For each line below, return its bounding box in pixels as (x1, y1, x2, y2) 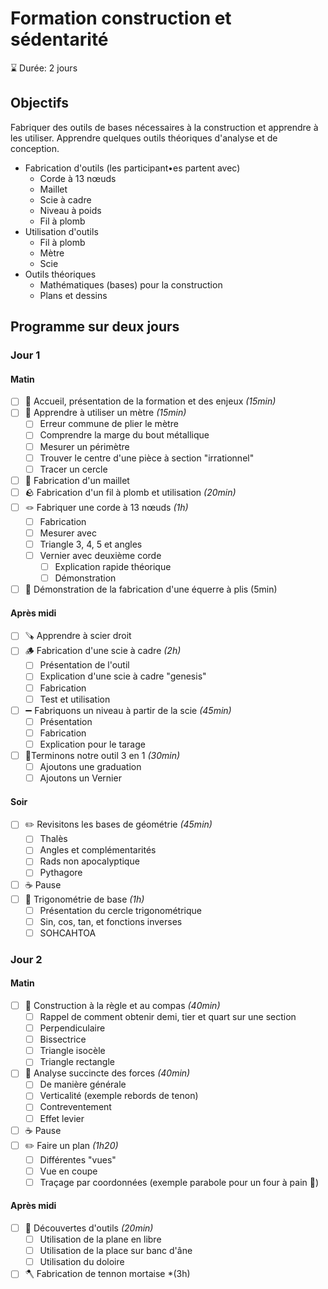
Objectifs (10, 95, 70, 112)
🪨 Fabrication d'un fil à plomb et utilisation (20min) (24, 486, 237, 498)
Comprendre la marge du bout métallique (39, 429, 210, 441)
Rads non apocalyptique (39, 855, 140, 867)
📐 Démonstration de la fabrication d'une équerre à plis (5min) (24, 583, 278, 596)
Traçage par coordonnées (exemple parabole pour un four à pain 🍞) (39, 1176, 320, 1188)
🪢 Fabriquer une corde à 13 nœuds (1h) (24, 501, 189, 513)
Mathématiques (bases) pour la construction (39, 278, 223, 291)
